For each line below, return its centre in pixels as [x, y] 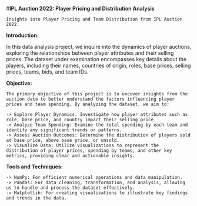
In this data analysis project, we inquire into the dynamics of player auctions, [99, 47]
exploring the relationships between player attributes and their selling [90, 53]
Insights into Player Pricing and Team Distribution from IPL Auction [94, 19]
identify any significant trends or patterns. [64, 130]
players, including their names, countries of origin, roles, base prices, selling [98, 65]
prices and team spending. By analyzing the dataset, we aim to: [88, 104]
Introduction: [23, 35]
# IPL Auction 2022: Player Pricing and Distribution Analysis [80, 9]
